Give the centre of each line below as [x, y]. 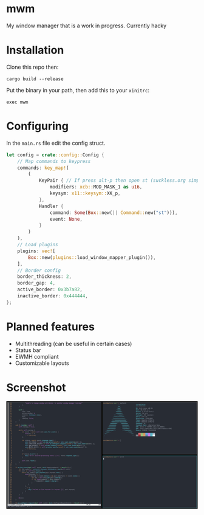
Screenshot [36, 387]
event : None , [66, 219]
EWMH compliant [37, 356]
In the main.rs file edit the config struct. [56, 143]
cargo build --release [35, 79]
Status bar [28, 350]
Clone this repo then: [32, 67]
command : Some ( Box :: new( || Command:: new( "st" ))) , [114, 213]
